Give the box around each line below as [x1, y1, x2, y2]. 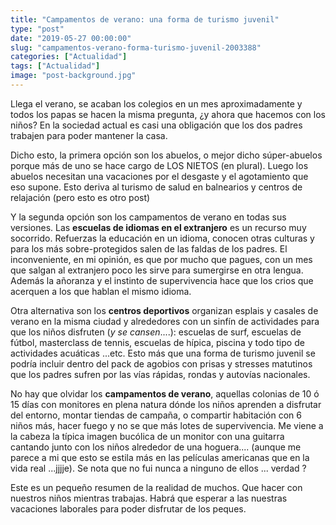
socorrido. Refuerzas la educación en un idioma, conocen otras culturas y [10, 232, 315, 244]
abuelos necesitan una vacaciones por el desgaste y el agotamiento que [10, 170, 309, 182]
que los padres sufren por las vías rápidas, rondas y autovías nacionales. [10, 368, 311, 380]
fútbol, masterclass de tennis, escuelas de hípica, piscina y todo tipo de [10, 336, 305, 348]
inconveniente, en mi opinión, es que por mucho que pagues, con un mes [10, 253, 313, 265]
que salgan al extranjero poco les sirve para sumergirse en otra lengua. [10, 264, 304, 276]
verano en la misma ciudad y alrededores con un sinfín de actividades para [10, 315, 320, 327]
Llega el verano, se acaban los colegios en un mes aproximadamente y [10, 97, 303, 110]
